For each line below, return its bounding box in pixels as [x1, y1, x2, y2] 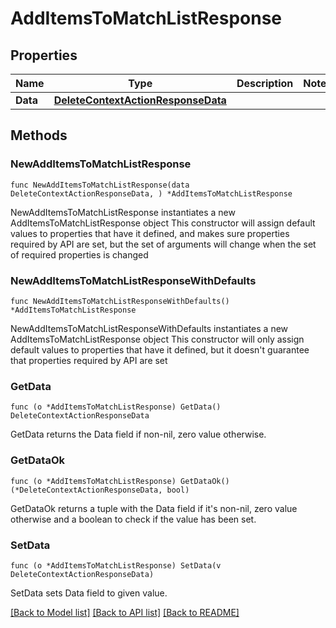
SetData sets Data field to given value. [10, 587, 168, 599]
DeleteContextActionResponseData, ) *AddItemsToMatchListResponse [10, 188, 293, 199]
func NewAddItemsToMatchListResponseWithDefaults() [10, 296, 230, 306]
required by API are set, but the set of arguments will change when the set [10, 238, 317, 250]
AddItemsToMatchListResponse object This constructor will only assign [10, 333, 305, 345]
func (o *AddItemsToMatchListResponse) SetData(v [10, 560, 222, 571]
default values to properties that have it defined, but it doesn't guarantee [10, 343, 310, 356]
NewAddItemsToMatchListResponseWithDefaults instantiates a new [10, 322, 289, 334]
